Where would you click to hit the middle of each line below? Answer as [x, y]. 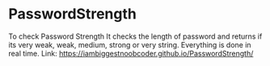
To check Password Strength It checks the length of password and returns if [135, 36]
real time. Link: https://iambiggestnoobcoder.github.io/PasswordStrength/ [131, 53]
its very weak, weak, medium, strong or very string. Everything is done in [130, 44]
